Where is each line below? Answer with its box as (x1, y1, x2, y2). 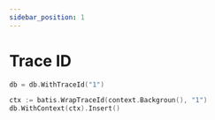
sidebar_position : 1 (9, 12, 86, 22)
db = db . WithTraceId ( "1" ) (9, 80, 104, 89)
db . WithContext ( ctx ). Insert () (9, 104, 121, 113)
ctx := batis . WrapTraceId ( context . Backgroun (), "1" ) (9, 96, 208, 105)
